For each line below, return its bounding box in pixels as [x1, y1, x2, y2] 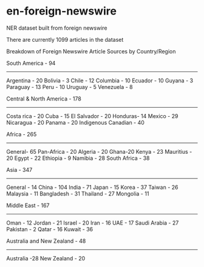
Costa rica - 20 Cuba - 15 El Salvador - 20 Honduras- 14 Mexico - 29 [6, 112, 178, 119]
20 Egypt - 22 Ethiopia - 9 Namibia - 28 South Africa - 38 [6, 154, 150, 162]
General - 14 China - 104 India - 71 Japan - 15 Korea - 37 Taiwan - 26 [6, 183, 178, 191]
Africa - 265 [6, 130, 37, 137]
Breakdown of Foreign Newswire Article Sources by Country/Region [6, 47, 176, 55]
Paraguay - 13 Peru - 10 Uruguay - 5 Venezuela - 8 [6, 83, 133, 90]
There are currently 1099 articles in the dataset [6, 36, 124, 43]
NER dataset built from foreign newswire [6, 24, 107, 31]
